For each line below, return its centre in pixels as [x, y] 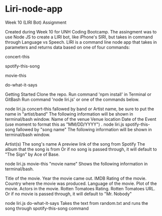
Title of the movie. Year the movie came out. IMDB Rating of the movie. [76, 178]
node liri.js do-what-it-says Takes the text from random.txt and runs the [77, 203]
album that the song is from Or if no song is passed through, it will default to [81, 149]
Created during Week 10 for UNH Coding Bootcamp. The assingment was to [81, 32]
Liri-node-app [34, 9]
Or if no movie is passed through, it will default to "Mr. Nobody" [68, 194]
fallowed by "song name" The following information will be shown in [84, 129]
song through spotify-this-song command [47, 208]
